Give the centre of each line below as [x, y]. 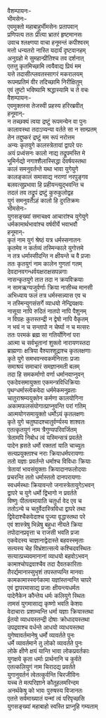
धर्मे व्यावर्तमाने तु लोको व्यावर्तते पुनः [45, 643]
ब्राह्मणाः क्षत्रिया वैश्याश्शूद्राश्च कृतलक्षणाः [49, 351]
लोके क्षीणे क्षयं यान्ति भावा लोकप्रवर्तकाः [48, 651]
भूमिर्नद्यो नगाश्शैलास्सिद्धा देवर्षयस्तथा [47, 161]
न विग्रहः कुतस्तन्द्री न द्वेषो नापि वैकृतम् [48, 319]
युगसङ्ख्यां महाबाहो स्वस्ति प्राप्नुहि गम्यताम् [53, 706]
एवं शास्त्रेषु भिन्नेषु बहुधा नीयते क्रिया [45, 524]
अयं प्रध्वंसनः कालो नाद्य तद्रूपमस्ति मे [46, 153]
